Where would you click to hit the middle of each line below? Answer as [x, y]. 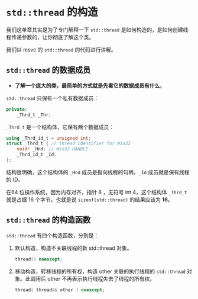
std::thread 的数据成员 [48, 70]
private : [17, 109]
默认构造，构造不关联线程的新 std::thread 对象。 [73, 248]
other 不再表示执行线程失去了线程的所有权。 [101, 278]
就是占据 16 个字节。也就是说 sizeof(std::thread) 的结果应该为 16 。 [90, 200]
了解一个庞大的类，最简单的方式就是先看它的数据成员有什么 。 [90, 85]
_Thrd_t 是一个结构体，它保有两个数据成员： [60, 127]
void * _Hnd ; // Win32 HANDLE [53, 149]
